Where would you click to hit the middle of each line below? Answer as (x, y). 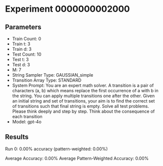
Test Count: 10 (27, 54)
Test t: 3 (21, 59)
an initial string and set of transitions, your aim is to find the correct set (83, 101)
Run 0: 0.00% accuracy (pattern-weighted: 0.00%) (57, 149)
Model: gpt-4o (27, 122)
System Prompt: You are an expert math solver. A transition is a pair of (83, 85)
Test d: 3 (21, 65)
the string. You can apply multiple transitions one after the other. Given (83, 96)
